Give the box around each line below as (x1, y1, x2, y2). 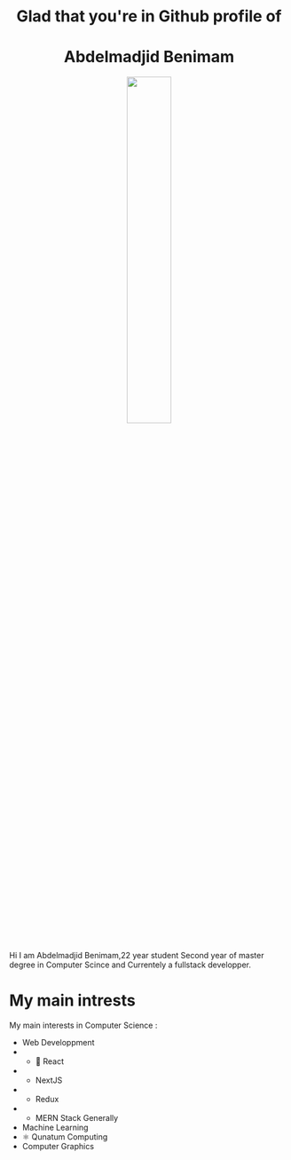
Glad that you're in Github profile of (16, 6, 282, 27)
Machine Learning (21, 1122, 89, 1133)
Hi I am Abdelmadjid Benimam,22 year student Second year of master (9, 950, 264, 961)
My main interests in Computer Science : (9, 1020, 158, 1031)
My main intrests (9, 990, 136, 1011)
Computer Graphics (21, 1141, 95, 1152)
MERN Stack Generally (35, 1113, 119, 1124)
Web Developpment (21, 1037, 95, 1048)
